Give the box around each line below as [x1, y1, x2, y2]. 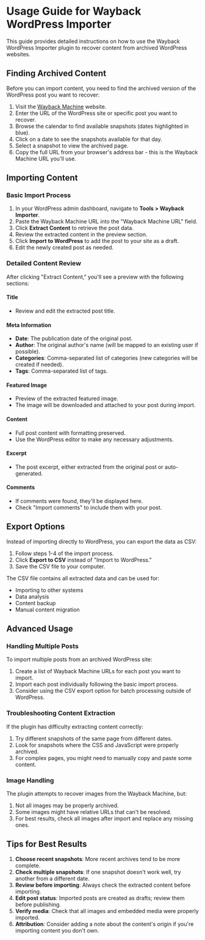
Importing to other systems [15, 586, 84, 594]
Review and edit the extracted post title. [15, 307, 115, 315]
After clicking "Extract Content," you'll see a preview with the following [6, 273, 184, 280]
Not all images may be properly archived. [15, 802, 119, 809]
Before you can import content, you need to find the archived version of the [6, 84, 196, 92]
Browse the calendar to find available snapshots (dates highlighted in [15, 122, 189, 130]
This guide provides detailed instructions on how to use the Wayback [6, 37, 180, 45]
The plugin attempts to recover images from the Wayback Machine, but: [6, 790, 187, 797]
